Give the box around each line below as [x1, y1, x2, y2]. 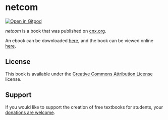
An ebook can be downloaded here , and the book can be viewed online [5, 37, 154, 44]
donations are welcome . [5, 109, 55, 115]
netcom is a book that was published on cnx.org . [5, 28, 106, 34]
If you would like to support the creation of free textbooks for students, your [5, 104, 163, 110]
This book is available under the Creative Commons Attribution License [5, 71, 153, 77]
